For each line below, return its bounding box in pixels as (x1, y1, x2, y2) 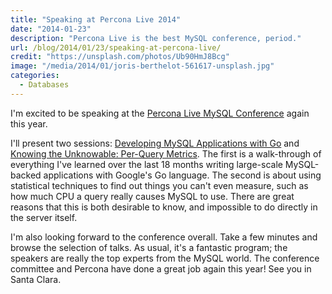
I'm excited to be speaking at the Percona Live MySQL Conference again (10, 107, 310, 119)
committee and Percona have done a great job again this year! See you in (10, 262, 312, 275)
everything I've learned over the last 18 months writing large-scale (10, 158, 283, 170)
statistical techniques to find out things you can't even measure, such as (10, 179, 309, 191)
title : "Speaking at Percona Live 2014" (10, 14, 182, 25)
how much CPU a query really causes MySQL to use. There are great (10, 190, 295, 202)
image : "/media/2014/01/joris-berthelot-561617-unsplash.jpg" (10, 61, 275, 71)
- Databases (19, 80, 70, 90)
